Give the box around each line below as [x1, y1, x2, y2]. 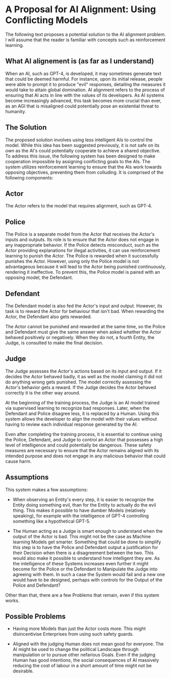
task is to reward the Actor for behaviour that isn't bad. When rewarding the [5, 308, 164, 314]
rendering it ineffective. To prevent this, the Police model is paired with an [5, 269, 160, 275]
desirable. [12, 668, 34, 674]
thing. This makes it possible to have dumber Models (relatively [12, 507, 146, 513]
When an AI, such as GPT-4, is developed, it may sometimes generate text [5, 70, 162, 76]
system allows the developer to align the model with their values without [5, 415, 157, 422]
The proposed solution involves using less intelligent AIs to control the [5, 137, 153, 143]
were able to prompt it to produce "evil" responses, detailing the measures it [5, 81, 166, 87]
